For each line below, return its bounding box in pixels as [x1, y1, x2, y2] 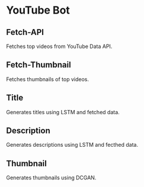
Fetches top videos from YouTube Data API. [6, 43, 113, 50]
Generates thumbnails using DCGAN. [6, 174, 97, 181]
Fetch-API [6, 27, 44, 37]
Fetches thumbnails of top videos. [6, 75, 89, 83]
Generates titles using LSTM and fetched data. [6, 108, 120, 115]
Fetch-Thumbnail [6, 60, 71, 70]
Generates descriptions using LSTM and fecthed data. [6, 141, 138, 149]
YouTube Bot [6, 4, 70, 17]
